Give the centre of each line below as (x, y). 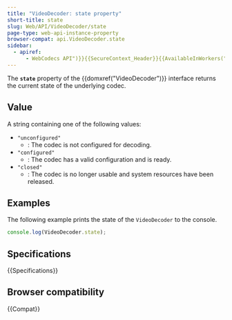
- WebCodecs (42, 59)
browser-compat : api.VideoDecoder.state (66, 39)
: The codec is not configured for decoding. (89, 144)
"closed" (30, 167)
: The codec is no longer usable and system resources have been (120, 174)
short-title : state (35, 20)
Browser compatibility (56, 292)
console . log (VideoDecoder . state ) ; (57, 232)
